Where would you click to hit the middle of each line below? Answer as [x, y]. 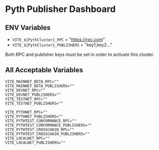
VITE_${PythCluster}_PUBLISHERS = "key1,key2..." [62, 45]
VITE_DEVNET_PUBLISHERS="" [33, 95]
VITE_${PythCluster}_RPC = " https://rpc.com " [59, 39]
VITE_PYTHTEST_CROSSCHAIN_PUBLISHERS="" [48, 134]
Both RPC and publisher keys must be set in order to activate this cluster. [80, 54]
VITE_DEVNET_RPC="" [25, 90]
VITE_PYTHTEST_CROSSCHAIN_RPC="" [40, 130]
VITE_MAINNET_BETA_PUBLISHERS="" [40, 86]
